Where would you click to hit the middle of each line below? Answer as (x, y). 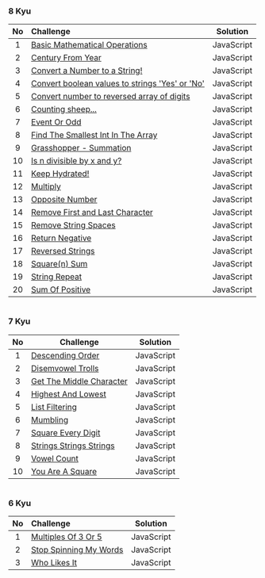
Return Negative (61, 238)
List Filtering (54, 407)
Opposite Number (64, 200)
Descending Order (65, 355)
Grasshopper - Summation (81, 148)
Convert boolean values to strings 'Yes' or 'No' (118, 83)
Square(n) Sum (60, 264)
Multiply (46, 186)
